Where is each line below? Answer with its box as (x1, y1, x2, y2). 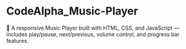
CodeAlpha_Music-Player (6, 4, 138, 18)
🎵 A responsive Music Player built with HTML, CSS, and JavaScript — (6, 24, 180, 31)
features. (6, 37, 29, 44)
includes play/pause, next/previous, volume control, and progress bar (6, 30, 180, 38)
